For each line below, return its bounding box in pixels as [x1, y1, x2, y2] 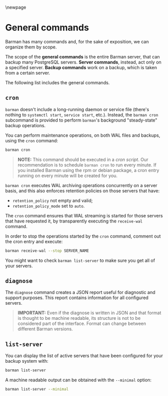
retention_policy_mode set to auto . [12, 203, 85, 209]
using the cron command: [5, 137, 59, 143]
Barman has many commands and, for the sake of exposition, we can [5, 38, 149, 44]
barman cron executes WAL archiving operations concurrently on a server [5, 182, 157, 188]
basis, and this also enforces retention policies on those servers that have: [5, 188, 160, 194]
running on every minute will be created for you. [17, 173, 118, 179]
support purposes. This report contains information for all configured [5, 295, 149, 301]
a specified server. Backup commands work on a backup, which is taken [5, 64, 157, 70]
